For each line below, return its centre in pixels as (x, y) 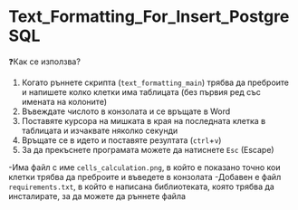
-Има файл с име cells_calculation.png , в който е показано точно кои (144, 167)
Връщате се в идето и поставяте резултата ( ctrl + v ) (121, 140)
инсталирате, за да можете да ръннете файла (97, 196)
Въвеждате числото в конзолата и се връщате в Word (126, 111)
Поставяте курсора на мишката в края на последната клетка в (144, 120)
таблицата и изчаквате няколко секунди (100, 130)
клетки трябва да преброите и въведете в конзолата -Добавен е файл (145, 177)
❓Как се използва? (44, 62)
